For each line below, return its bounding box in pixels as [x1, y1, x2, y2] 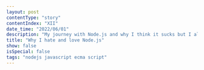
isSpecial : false [6, 49, 50, 55]
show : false [6, 43, 36, 49]
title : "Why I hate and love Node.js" [6, 37, 104, 43]
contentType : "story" [6, 15, 61, 21]
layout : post [6, 9, 39, 15]
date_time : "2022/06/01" [6, 26, 69, 32]
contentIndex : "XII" [6, 20, 59, 26]
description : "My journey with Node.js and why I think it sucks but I [6, 32, 191, 38]
